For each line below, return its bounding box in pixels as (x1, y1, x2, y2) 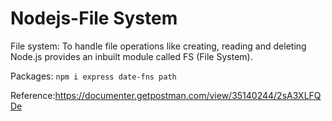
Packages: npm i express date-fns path (10, 70, 177, 82)
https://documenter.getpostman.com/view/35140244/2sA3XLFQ (54, 89, 322, 101)
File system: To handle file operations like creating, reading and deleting (10, 40, 307, 52)
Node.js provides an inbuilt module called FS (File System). (10, 50, 253, 62)
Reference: (10, 89, 56, 101)
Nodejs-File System (10, 7, 178, 30)
